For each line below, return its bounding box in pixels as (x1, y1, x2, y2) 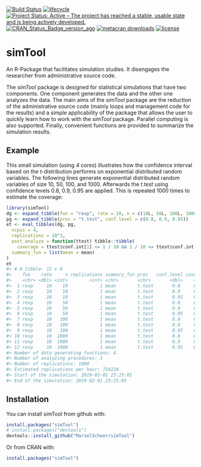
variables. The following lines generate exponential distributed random (6, 174, 181, 181)
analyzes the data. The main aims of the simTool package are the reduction (6, 96, 191, 103)
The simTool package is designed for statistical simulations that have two (6, 83, 187, 91)
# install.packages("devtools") (6, 427, 87, 433)
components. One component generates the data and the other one (6, 90, 173, 97)
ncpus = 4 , (11, 227, 39, 233)
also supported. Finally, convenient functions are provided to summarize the (6, 122, 194, 129)
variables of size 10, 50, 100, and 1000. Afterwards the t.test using (6, 180, 169, 188)
